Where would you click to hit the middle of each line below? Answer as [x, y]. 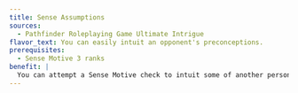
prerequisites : [37, 50]
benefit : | [29, 67]
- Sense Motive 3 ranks [61, 58]
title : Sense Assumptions [57, 17]
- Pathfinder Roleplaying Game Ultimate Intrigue [110, 34]
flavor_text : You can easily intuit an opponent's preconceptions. [137, 42]
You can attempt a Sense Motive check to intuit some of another [141, 75]
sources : [25, 26]
